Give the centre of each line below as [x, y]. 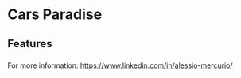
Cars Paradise [55, 15]
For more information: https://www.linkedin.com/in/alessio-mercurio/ [120, 65]
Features [30, 44]
